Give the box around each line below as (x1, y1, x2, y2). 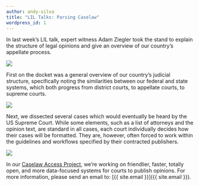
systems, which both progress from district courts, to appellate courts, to (6, 84, 185, 91)
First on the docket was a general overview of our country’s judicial (6, 71, 170, 78)
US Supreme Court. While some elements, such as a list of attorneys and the (6, 119, 194, 127)
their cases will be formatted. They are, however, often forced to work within (6, 132, 193, 139)
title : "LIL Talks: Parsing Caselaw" (6, 14, 100, 20)
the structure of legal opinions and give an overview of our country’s (6, 42, 173, 49)
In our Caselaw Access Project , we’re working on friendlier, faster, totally (6, 161, 184, 168)
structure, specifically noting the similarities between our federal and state (6, 78, 188, 85)
